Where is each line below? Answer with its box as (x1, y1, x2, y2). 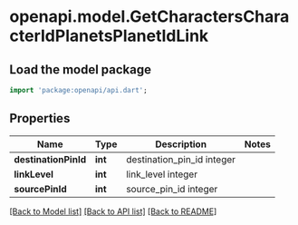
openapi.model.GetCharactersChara (9, 6, 290, 27)
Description (155, 138, 207, 151)
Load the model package (9, 62, 152, 77)
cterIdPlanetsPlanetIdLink (9, 25, 209, 46)
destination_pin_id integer (126, 152, 236, 165)
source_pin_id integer (126, 182, 218, 195)
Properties (9, 111, 71, 126)
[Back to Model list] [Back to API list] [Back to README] (9, 206, 217, 217)
